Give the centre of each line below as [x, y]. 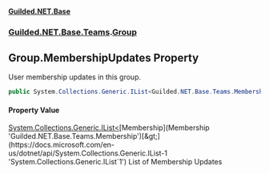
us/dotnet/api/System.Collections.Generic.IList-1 [88, 153]
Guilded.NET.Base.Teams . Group [73, 32]
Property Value [34, 110]
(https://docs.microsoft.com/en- [61, 145]
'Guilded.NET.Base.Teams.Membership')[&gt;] [84, 136]
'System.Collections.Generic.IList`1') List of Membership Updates [115, 162]
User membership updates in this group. [75, 77]
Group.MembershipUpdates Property [104, 57]
